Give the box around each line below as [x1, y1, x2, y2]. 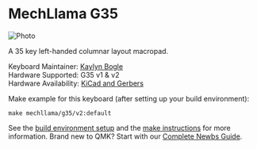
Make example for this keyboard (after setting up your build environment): [8, 94, 250, 103]
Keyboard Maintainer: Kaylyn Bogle [8, 61, 124, 71]
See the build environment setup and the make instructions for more [8, 123, 232, 132]
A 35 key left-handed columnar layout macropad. [8, 46, 169, 55]
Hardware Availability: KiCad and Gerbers [8, 78, 144, 88]
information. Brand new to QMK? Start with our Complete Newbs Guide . [8, 132, 243, 141]
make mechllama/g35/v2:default [8, 109, 112, 117]
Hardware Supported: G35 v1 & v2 [8, 70, 120, 79]
